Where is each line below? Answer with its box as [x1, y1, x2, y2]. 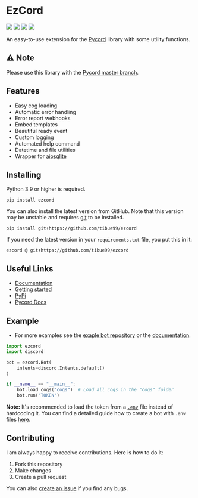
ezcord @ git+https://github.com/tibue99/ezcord [6, 248, 129, 253]
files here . [6, 416, 31, 423]
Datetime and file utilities [14, 146, 76, 153]
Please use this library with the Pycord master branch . [6, 69, 139, 76]
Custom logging [14, 134, 54, 141]
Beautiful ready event [14, 127, 68, 134]
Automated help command [14, 140, 80, 147]
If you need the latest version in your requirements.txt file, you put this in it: [6, 236, 192, 243]
